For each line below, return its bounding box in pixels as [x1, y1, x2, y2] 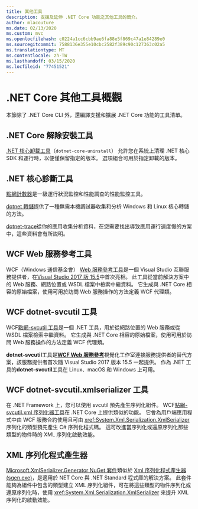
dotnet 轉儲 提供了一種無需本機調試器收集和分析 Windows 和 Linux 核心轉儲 [6, 203, 189, 210]
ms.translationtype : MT [6, 47, 65, 53]
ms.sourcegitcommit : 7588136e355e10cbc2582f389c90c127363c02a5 [6, 42, 165, 48]
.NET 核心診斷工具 [6, 174, 73, 184]
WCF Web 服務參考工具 [6, 249, 92, 259]
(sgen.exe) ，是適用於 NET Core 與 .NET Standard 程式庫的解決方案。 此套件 [6, 474, 192, 481]
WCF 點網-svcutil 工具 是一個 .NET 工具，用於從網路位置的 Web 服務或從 [6, 324, 180, 331]
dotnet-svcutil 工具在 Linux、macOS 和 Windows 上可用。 [17, 366, 158, 373]
